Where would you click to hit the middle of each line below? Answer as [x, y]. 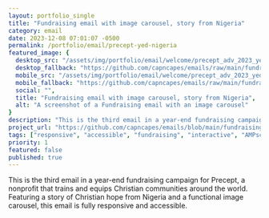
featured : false [35, 150]
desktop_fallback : [46, 68]
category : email [35, 30]
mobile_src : [36, 75]
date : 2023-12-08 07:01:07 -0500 [64, 38]
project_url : [30, 127]
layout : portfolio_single [51, 16]
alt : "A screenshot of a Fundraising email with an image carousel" [132, 105]
